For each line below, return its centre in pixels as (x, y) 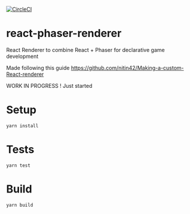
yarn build (20, 205)
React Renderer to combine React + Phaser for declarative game (86, 50)
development (22, 56)
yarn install (22, 126)
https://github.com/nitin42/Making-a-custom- (127, 68)
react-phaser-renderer (64, 33)
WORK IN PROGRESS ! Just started (49, 85)
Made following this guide (38, 68)
